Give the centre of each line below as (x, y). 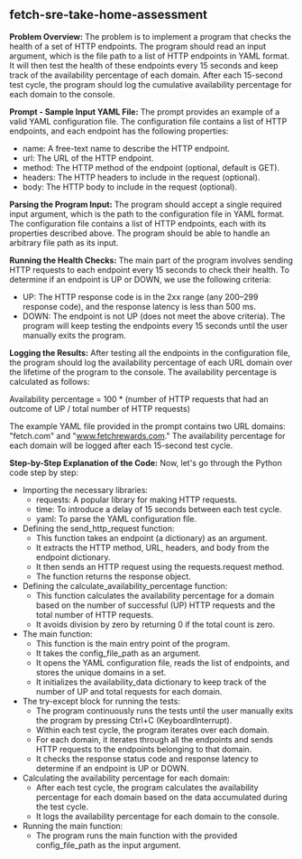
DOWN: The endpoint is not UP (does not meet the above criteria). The (154, 316)
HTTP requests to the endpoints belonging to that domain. (144, 749)
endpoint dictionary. (73, 557)
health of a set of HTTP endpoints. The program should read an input (137, 46)
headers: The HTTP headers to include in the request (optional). (141, 177)
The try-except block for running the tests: (101, 701)
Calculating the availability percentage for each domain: (126, 778)
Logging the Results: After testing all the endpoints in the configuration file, (150, 352)
